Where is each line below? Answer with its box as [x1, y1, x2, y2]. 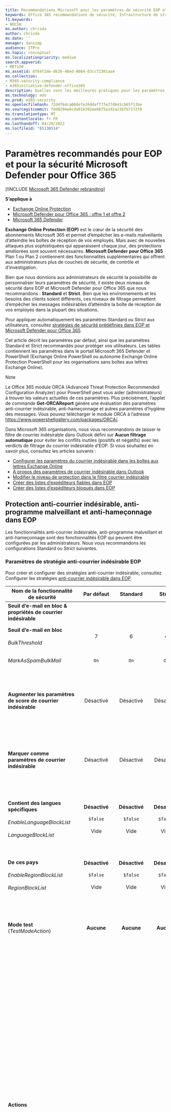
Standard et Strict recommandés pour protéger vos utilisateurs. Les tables [5, 343, 161, 349]
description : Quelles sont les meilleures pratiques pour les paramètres [5, 88, 165, 93]
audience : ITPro [5, 45, 40, 50]
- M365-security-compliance [5, 78, 65, 84]
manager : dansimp [5, 41, 42, 46]
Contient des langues [8, 799, 61, 807]
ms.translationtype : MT [5, 112, 56, 117]
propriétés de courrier [8, 608, 63, 616]
